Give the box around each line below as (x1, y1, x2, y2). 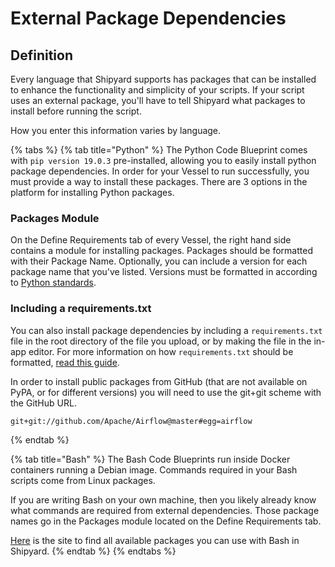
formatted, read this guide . (10, 356, 120, 368)
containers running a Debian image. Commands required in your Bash (10, 463, 298, 476)
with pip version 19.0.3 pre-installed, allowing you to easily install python (10, 155, 317, 166)
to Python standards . (10, 277, 97, 289)
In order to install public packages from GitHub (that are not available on (10, 375, 308, 387)
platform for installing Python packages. (10, 187, 175, 198)
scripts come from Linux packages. (10, 474, 156, 486)
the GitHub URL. (10, 397, 77, 409)
